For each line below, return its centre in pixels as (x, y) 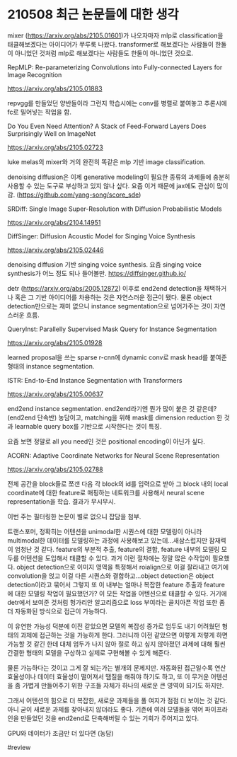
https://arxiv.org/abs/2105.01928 (55, 342)
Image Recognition (35, 74)
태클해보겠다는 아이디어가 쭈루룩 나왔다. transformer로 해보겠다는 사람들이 (111, 44)
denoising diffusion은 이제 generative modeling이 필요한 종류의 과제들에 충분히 (119, 177)
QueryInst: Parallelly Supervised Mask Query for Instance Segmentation (112, 329)
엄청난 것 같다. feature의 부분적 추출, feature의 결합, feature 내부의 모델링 (117, 549)
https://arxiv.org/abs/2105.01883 (55, 88)
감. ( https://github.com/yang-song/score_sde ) (74, 195)
